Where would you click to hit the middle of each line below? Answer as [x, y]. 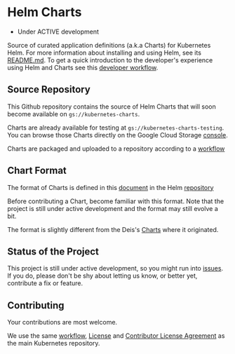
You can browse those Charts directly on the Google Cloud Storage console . [117, 135]
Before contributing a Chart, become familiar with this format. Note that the [116, 201]
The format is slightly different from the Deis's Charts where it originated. [113, 229]
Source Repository [49, 89]
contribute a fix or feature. [45, 283]
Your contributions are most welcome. [62, 322]
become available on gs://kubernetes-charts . [74, 114]
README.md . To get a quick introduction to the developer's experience [110, 60]
